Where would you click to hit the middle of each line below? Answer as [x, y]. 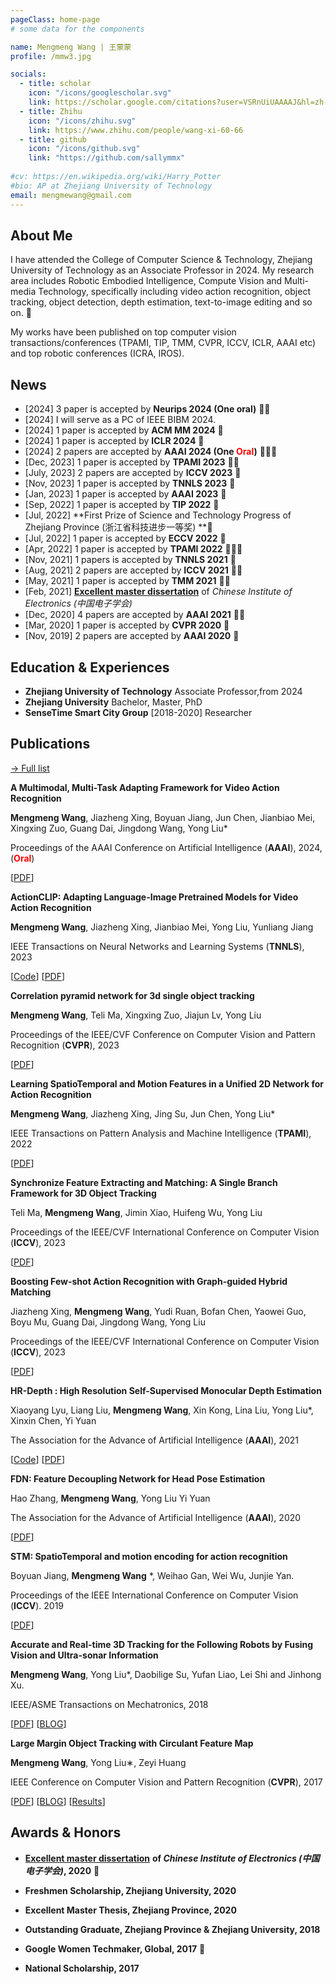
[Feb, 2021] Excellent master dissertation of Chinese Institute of [158, 592]
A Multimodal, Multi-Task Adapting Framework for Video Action [145, 787]
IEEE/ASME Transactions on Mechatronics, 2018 [109, 1704]
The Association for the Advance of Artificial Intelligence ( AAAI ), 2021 [154, 1440]
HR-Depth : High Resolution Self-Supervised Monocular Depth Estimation [166, 1390]
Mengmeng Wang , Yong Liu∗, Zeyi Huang [98, 1762]
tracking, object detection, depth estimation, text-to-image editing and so [161, 302]
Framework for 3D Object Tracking [83, 1193]
